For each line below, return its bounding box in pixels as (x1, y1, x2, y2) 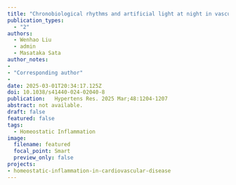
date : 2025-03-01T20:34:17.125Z (7, 82, 102, 89)
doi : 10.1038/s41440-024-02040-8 (7, 89, 105, 96)
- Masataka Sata (13, 50, 61, 57)
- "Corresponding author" (7, 69, 83, 76)
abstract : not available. (7, 102, 83, 109)
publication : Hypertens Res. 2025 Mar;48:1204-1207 (7, 96, 169, 103)
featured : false (7, 115, 55, 122)
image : (7, 134, 27, 141)
